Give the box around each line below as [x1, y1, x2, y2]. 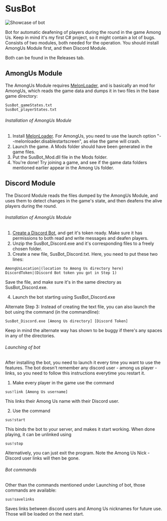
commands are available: [5, 487, 57, 494]
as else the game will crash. [83, 138, 141, 144]
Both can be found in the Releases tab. [5, 54, 85, 60]
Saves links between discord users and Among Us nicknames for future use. [5, 506, 163, 512]
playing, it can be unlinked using [5, 432, 72, 438]
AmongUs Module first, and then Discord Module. [5, 45, 107, 51]
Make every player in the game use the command [12, 380, 115, 386]
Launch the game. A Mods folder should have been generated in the [12, 143, 153, 150]
